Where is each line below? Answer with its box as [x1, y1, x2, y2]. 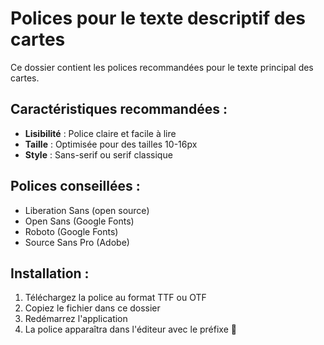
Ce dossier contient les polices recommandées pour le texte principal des [10, 61, 314, 73]
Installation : [10, 265, 90, 282]
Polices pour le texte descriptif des [10, 7, 306, 30]
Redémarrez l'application [24, 313, 128, 325]
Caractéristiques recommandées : [10, 101, 228, 118]
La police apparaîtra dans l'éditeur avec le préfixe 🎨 [24, 323, 237, 336]
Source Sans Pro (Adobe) [24, 236, 130, 248]
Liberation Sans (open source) [24, 204, 150, 216]
